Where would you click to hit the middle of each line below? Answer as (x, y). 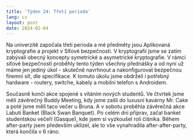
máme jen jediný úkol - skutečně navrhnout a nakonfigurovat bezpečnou (94, 70)
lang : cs (17, 17)
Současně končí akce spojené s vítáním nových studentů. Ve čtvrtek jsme (95, 94)
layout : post (22, 22)
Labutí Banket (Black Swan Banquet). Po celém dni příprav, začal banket (93, 113)
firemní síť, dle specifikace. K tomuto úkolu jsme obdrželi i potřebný (88, 76)
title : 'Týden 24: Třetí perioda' (48, 12)
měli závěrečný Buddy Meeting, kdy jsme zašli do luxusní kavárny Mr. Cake (97, 100)
